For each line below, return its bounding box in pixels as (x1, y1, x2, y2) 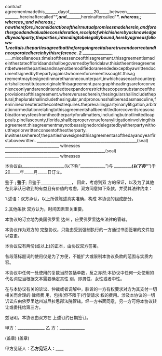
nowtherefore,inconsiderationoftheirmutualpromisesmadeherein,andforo (5, 24, 157, 30)
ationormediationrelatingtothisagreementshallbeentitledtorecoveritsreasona (5, 107, 155, 113)
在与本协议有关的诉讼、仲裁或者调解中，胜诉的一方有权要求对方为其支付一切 (5, 286, 157, 292)
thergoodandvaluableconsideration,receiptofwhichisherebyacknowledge (5, 30, 157, 35)
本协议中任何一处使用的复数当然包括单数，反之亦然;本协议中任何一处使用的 (5, 270, 154, 275)
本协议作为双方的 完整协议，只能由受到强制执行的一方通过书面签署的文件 (5, 227, 150, 232)
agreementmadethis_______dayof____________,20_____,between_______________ (5, 9, 156, 15)
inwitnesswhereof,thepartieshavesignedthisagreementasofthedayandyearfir (5, 132, 156, 138)
